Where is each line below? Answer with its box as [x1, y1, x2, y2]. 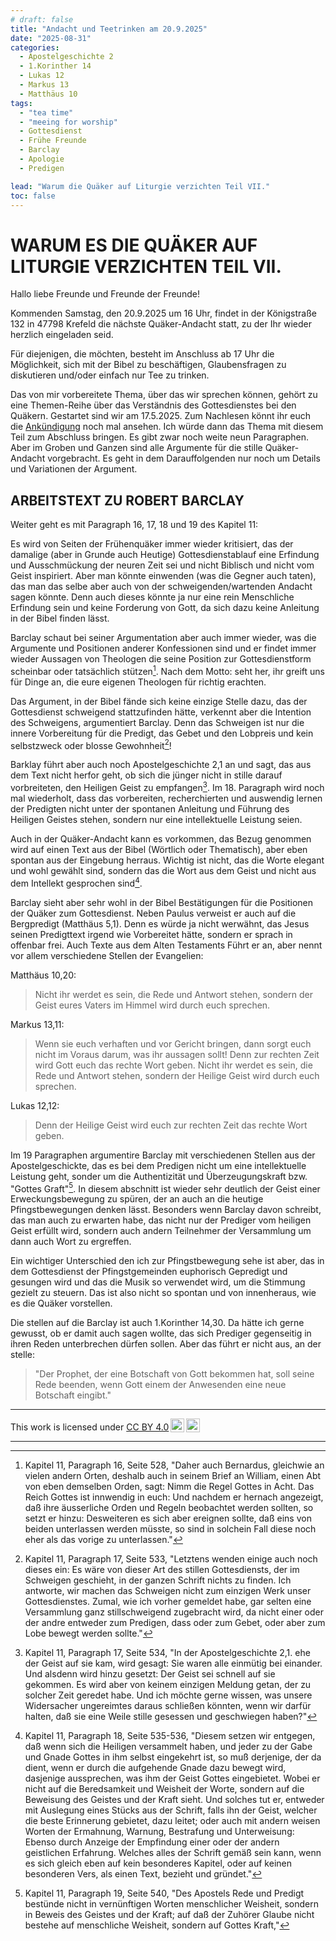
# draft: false [10, 14, 74, 25]
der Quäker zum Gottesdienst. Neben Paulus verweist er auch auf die [10, 907, 297, 919]
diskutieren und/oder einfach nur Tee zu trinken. [10, 369, 210, 381]
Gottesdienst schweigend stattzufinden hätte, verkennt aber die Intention [10, 706, 312, 718]
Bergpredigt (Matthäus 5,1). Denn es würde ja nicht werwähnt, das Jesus [10, 917, 310, 930]
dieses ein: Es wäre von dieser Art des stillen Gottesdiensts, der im [24, 1564, 300, 1576]
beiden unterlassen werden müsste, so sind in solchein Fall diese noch [24, 1523, 317, 1535]
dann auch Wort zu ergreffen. [10, 1236, 132, 1248]
